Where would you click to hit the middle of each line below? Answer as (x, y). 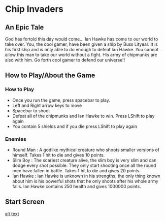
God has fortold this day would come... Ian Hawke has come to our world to (82, 39)
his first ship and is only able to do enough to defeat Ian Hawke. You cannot (82, 49)
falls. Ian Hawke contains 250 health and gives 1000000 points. (77, 186)
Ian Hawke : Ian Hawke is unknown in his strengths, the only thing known (86, 176)
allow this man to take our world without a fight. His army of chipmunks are (81, 55)
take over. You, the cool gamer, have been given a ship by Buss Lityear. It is (82, 44)
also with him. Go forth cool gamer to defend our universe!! (65, 60)
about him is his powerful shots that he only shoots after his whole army (85, 181)
